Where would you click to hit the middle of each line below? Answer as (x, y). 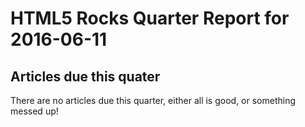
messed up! (34, 111)
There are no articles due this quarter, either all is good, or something (153, 100)
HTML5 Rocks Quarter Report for (150, 18)
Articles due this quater (85, 76)
